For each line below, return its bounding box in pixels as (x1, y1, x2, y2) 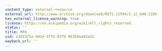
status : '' (5, 25, 27, 30)
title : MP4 (5, 30, 27, 34)
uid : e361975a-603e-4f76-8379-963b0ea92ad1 (5, 34, 95, 39)
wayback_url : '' (5, 39, 38, 44)
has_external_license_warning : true (5, 16, 79, 21)
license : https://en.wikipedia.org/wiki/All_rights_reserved (5, 20, 131, 26)
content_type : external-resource (5, 7, 73, 12)
